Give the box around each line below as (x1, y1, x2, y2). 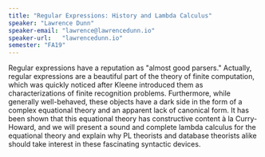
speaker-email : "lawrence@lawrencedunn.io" (8, 26, 156, 34)
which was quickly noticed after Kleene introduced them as (8, 80, 204, 90)
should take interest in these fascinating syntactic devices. (8, 139, 201, 149)
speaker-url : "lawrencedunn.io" (8, 33, 124, 42)
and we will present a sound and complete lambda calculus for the (38, 123, 257, 132)
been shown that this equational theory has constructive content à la (8, 114, 234, 124)
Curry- (235, 114, 258, 124)
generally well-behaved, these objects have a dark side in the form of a (8, 97, 243, 107)
